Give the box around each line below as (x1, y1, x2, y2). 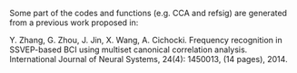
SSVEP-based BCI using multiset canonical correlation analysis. (9, 44, 248, 55)
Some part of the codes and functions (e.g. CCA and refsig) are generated (9, 8, 288, 18)
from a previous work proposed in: (9, 17, 139, 28)
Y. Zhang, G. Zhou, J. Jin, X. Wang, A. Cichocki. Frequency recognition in (9, 35, 283, 45)
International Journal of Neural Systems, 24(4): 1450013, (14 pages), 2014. (9, 54, 288, 64)
